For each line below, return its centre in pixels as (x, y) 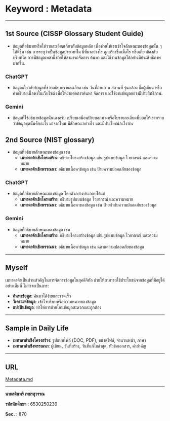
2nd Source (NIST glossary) (50, 140)
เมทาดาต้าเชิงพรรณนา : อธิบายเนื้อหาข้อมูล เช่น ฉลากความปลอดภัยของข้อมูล (82, 247)
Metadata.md (19, 379)
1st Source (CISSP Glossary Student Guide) (74, 34)
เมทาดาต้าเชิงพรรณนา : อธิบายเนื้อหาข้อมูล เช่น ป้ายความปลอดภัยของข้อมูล (81, 169)
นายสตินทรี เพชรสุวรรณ (25, 394)
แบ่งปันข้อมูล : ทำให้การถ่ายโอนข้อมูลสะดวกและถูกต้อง (57, 307)
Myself (16, 268)
